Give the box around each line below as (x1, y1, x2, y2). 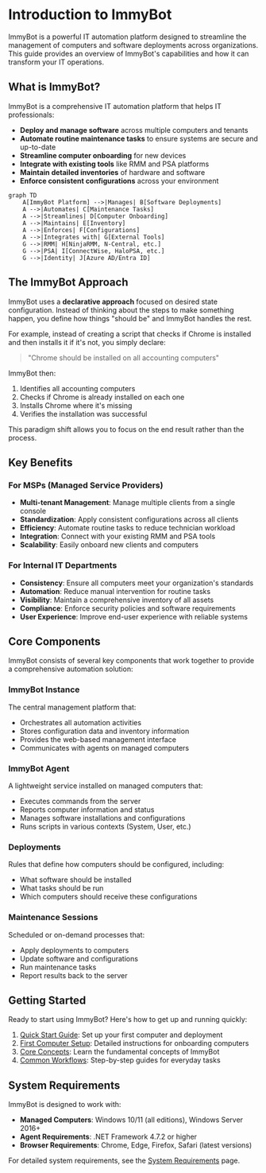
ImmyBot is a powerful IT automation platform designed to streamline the (8, 32, 247, 41)
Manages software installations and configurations (19, 813, 186, 822)
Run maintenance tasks (19, 962, 97, 972)
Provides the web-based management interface (19, 734, 177, 744)
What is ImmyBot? (8, 80, 101, 94)
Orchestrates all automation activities (19, 717, 141, 727)
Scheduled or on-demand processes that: (8, 930, 145, 939)
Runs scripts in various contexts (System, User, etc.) (19, 821, 192, 831)
